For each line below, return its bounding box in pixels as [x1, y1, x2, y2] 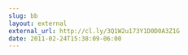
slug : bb [8, 11, 38, 20]
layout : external [8, 19, 68, 27]
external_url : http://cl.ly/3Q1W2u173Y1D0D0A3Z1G [8, 27, 181, 35]
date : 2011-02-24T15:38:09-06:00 [8, 34, 122, 43]
